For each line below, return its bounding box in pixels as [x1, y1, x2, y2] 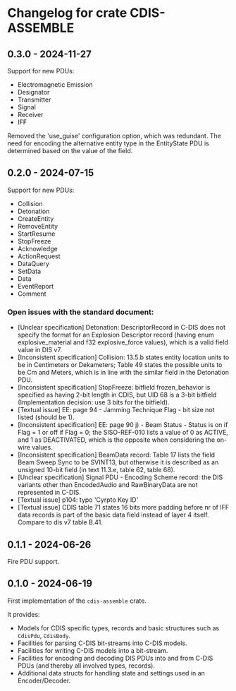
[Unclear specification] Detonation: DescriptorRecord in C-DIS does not [17, 323, 225, 332]
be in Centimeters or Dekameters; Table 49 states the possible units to [17, 361, 223, 369]
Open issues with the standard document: [7, 307, 154, 317]
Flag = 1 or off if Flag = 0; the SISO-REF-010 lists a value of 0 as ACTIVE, [17, 428, 229, 437]
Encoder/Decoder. [17, 676, 71, 685]
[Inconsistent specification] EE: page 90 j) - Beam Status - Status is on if [17, 421, 228, 429]
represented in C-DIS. [17, 488, 81, 497]
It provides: [7, 610, 40, 618]
